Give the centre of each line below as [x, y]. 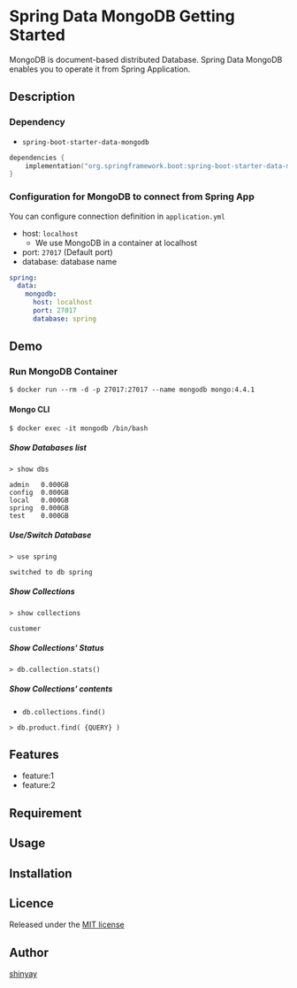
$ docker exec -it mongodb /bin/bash [79, 428]
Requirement [46, 813]
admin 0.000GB [39, 484]
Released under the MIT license [67, 925]
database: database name [69, 261]
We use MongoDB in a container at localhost [116, 243]
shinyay [23, 974]
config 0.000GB [39, 492]
